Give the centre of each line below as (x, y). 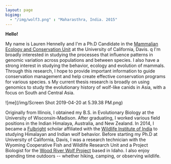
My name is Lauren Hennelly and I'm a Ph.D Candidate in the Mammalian (82, 44)
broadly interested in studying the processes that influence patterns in (79, 55)
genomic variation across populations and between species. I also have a (82, 60)
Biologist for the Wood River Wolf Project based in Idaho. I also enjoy (77, 151)
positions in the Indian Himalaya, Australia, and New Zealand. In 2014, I (80, 124)
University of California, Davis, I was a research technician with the (76, 140)
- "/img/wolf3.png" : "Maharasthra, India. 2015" (64, 19)
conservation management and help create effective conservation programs (86, 77)
